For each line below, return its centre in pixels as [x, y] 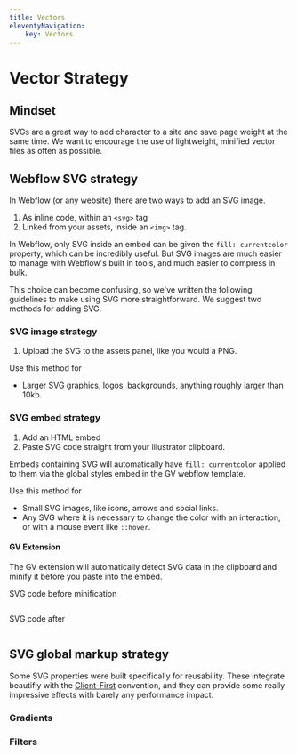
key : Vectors [49, 34]
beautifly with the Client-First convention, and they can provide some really [147, 685]
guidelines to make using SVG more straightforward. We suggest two [136, 300]
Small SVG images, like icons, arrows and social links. [120, 508]
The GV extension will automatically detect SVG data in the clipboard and [143, 566]
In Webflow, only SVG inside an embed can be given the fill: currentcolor [148, 245]
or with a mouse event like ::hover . [86, 526]
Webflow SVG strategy [74, 179]
